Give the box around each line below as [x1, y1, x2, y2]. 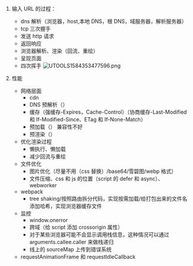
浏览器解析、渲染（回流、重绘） [20, 47, 99, 55]
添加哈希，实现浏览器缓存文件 [29, 203, 102, 209]
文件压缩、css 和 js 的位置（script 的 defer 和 [29, 175, 140, 182]
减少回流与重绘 [29, 153, 66, 160]
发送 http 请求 [20, 33, 54, 40]
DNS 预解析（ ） [29, 101, 68, 108]
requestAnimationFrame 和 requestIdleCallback [20, 254, 136, 260]
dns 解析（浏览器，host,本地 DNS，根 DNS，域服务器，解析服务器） [20, 18, 187, 25]
